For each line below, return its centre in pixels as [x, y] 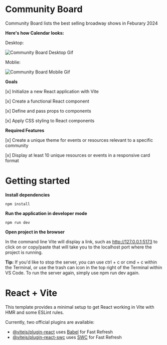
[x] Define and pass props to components [48, 111]
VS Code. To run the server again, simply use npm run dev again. [72, 273]
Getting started [38, 181]
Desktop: [15, 42]
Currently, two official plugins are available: [50, 322]
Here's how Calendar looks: [35, 33]
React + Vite [31, 293]
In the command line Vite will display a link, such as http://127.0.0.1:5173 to [81, 241]
